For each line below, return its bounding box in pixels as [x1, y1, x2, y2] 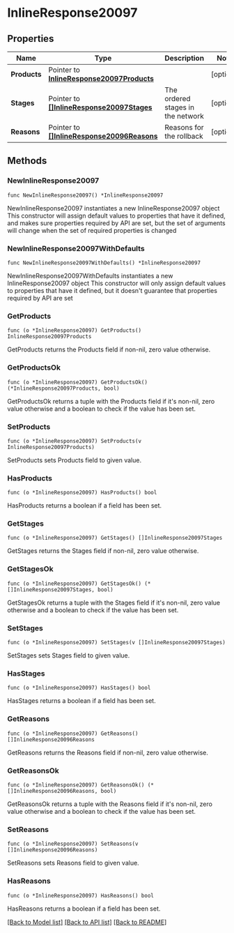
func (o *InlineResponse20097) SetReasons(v [7, 840, 139, 848]
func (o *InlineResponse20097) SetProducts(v [7, 437, 141, 444]
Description [164, 54, 204, 63]
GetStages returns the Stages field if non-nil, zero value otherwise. [7, 547, 199, 555]
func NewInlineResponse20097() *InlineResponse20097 [7, 192, 164, 199]
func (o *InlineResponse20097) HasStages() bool [7, 685, 151, 692]
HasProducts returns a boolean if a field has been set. [7, 501, 162, 510]
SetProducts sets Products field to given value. [7, 455, 141, 464]
